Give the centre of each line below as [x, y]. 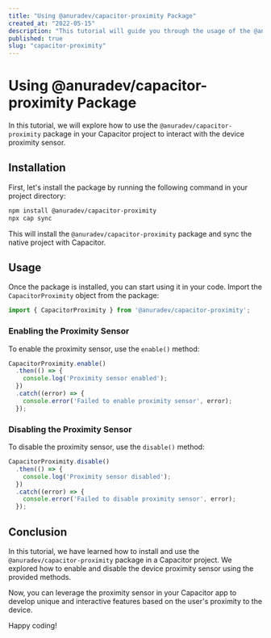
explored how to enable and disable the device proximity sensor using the [131, 568]
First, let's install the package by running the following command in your [128, 187]
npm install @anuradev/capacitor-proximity [83, 211]
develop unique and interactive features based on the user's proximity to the [135, 601]
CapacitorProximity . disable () [59, 462]
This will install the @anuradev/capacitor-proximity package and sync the [130, 233]
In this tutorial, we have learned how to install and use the [104, 551]
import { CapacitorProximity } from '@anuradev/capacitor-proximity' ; [129, 311]
